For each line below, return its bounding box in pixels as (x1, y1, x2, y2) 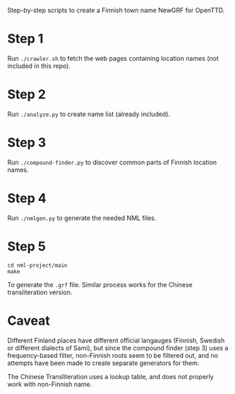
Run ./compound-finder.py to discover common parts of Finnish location (7, 158, 217, 166)
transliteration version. (7, 288, 73, 296)
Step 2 (7, 86, 46, 103)
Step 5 (7, 238, 46, 254)
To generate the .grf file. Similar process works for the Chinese (7, 280, 193, 289)
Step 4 (7, 190, 47, 206)
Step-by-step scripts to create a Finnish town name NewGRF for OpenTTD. (7, 6, 225, 14)
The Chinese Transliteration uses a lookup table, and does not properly (7, 372, 214, 381)
